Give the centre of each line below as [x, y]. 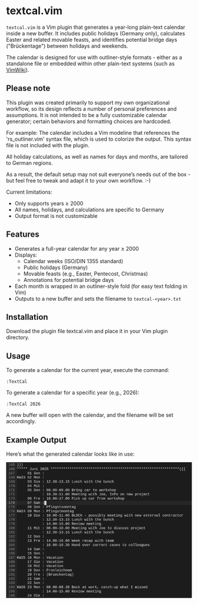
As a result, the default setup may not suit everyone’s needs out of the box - [98, 174]
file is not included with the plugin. [48, 145]
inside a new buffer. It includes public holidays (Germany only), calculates [96, 33]
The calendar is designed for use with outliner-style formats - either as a [94, 57]
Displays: [26, 255]
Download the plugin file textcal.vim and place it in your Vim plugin [87, 331]
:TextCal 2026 [24, 404]
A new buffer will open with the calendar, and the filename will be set [90, 415]
